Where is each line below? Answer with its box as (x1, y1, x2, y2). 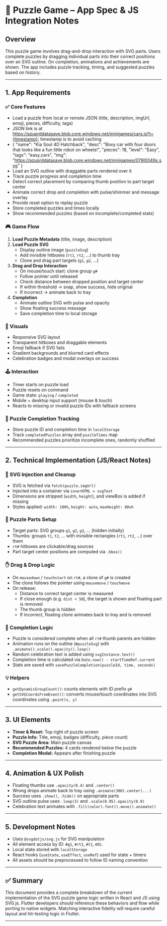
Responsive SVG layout (12, 334, 61, 340)
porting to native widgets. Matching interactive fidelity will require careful (5, 906, 155, 911)
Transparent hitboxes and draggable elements (12, 339, 107, 346)
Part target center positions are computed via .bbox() (12, 548, 123, 554)
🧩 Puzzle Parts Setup (5, 516, 57, 523)
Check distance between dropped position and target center (19, 278, 144, 284)
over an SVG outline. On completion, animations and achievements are (5, 59, 150, 64)
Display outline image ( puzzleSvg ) (19, 246, 88, 252)
